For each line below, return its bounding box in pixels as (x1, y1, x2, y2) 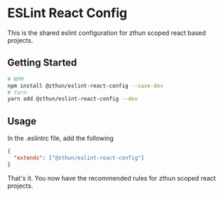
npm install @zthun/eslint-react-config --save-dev (7, 82, 163, 90)
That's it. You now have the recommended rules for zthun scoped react (7, 174, 217, 182)
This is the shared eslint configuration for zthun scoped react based (7, 28, 206, 37)
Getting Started (7, 57, 77, 69)
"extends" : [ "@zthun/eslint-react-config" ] (13, 154, 144, 161)
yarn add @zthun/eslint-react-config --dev (7, 95, 138, 102)
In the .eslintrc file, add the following (7, 134, 114, 143)
